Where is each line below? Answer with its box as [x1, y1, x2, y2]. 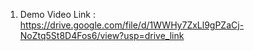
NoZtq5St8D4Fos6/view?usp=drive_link [19, 30, 185, 41]
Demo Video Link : [19, 9, 97, 20]
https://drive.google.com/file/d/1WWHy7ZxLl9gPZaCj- [19, 19, 245, 31]
